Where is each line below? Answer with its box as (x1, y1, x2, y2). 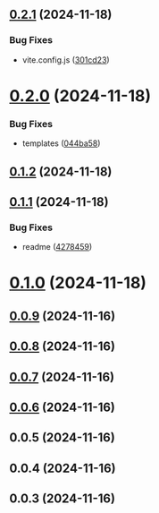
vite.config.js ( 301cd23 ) (21, 54, 110, 65)
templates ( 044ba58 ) (21, 138, 101, 149)
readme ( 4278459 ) (21, 242, 93, 252)
